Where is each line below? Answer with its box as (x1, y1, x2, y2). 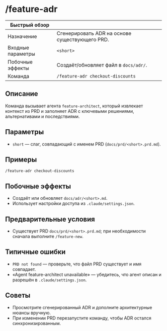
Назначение (7, 33, 37, 40)
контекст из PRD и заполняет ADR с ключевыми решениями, (5, 108, 134, 114)
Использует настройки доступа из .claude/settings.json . (12, 200, 135, 207)
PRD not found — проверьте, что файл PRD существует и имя (12, 261, 142, 267)
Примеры (5, 155, 37, 164)
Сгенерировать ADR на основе (56, 30, 132, 37)
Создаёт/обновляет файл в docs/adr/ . (56, 61, 148, 68)
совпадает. (12, 266, 36, 272)
